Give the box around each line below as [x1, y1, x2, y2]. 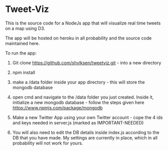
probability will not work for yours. [12, 140, 83, 146]
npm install [12, 69, 35, 75]
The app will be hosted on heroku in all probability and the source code [5, 35, 152, 41]
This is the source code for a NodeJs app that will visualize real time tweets [5, 20, 161, 26]
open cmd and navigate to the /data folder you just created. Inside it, [12, 94, 154, 100]
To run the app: [5, 50, 37, 56]
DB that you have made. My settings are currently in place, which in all [12, 134, 157, 140]
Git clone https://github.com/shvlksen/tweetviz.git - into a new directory [12, 59, 161, 65]
